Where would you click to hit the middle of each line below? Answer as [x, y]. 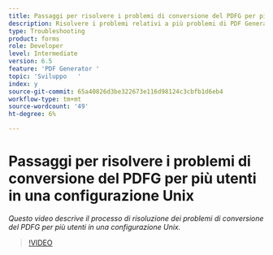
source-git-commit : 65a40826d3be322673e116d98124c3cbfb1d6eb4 [116, 91]
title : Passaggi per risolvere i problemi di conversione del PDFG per [132, 16]
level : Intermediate [43, 54]
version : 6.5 [30, 62]
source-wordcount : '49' [49, 106]
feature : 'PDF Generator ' [54, 69]
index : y [23, 84]
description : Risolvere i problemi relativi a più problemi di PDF [125, 24]
